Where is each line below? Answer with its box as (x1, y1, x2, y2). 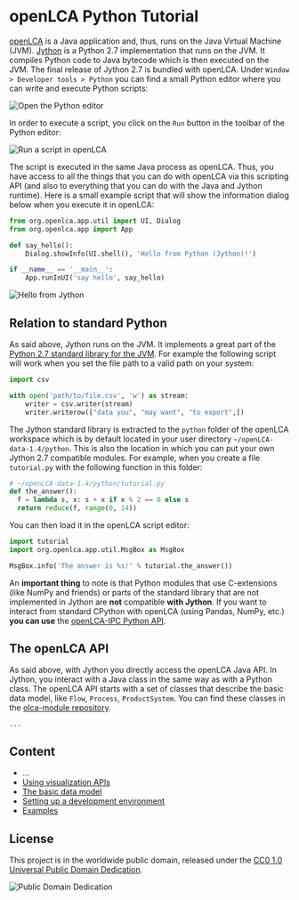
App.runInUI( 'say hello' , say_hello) (25, 273, 166, 282)
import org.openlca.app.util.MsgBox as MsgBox (9, 545, 185, 554)
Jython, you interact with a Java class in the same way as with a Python (9, 674, 273, 685)
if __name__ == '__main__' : (9, 265, 114, 274)
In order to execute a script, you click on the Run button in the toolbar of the (9, 118, 285, 128)
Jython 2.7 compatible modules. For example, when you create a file (9, 452, 261, 463)
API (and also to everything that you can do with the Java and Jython (9, 180, 263, 191)
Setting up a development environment (21, 796, 166, 807)
